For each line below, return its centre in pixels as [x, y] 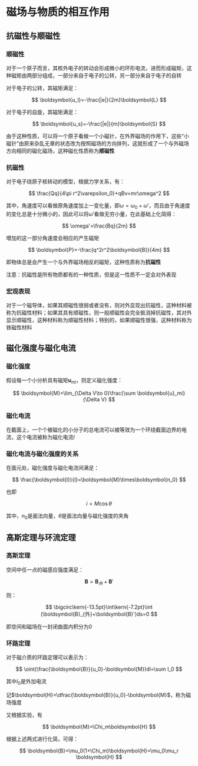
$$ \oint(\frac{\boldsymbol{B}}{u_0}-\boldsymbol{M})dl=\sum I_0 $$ [99, 669]
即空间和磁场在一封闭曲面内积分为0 [49, 627]
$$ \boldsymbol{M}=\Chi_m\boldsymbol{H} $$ [99, 726]
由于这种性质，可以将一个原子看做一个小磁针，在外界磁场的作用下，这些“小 [98, 136]
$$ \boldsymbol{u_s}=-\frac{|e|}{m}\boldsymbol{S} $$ [99, 124]
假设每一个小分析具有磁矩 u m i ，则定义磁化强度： [64, 381]
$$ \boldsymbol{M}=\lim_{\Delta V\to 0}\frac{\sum [74, 393]
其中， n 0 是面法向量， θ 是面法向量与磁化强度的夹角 [67, 517]
